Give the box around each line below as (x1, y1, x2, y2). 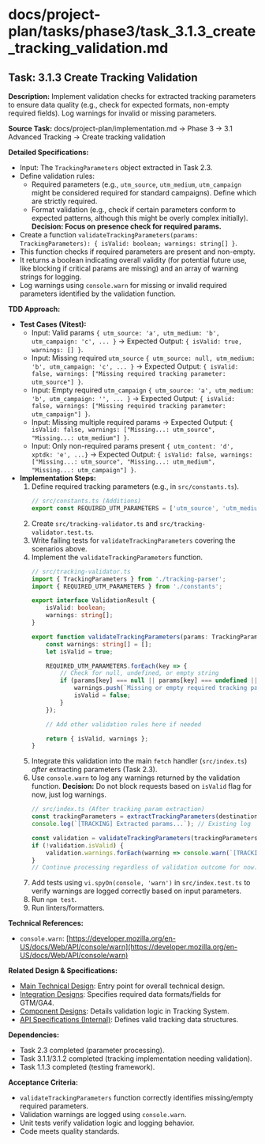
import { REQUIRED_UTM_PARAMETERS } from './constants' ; (31, 582, 223, 590)
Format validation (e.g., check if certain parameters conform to (31, 205, 237, 214)
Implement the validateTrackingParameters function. (31, 552, 203, 562)
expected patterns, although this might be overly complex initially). (31, 214, 248, 222)
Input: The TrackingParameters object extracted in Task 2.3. (19, 163, 213, 172)
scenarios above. (31, 544, 88, 553)
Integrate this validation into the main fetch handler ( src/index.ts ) (31, 756, 248, 766)
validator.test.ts (31, 528, 92, 536)
